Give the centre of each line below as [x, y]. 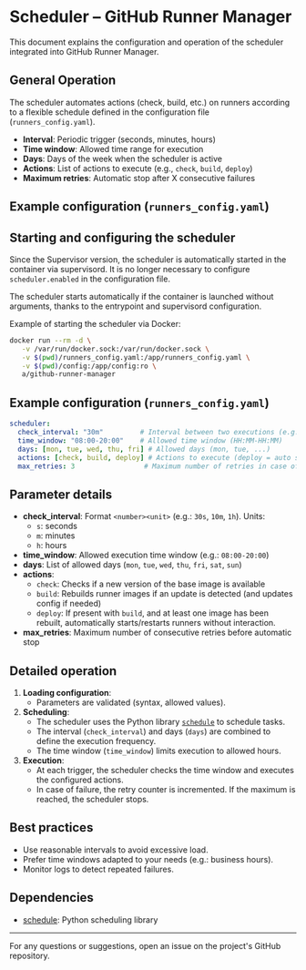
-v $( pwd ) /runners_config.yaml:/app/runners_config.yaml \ [136, 357]
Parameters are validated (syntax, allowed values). [131, 702]
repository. [30, 955]
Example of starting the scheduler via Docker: [95, 323]
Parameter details [61, 494]
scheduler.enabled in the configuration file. [90, 279]
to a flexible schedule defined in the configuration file [109, 112]
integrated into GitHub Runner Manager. [84, 51]
